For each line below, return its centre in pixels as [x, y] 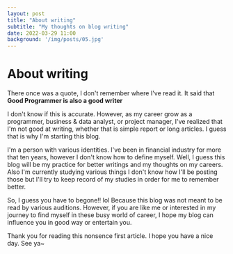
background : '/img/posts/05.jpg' [56, 40]
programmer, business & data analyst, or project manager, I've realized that [115, 122]
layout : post [26, 14]
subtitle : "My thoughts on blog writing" [68, 26]
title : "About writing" [42, 20]
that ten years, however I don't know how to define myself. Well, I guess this [116, 157]
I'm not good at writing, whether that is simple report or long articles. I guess [117, 129]
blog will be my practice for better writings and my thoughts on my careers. [115, 165]
